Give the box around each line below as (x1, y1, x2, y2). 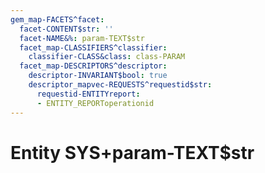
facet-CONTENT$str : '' (19, 24, 114, 34)
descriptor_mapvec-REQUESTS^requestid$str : (28, 80, 213, 90)
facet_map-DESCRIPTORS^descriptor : (19, 61, 168, 71)
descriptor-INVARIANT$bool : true (28, 71, 168, 81)
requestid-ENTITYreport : (36, 89, 141, 99)
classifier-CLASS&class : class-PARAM (28, 52, 186, 62)
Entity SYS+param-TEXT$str (10, 141, 255, 164)
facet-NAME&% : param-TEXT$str (19, 33, 145, 43)
